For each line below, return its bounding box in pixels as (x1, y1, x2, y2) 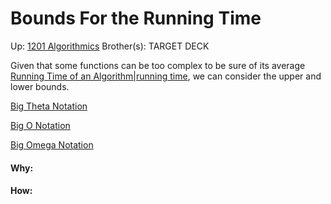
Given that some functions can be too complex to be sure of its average (10, 59, 306, 71)
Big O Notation (10, 119, 71, 131)
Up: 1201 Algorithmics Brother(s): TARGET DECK (10, 40, 210, 52)
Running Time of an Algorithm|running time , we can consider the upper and (10, 70, 322, 82)
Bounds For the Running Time (10, 7, 262, 30)
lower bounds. (10, 80, 70, 92)
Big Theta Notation (10, 100, 88, 112)
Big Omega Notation (10, 138, 94, 151)
